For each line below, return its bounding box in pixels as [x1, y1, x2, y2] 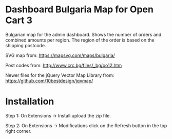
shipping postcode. [5, 42, 46, 48]
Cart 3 [5, 14, 32, 26]
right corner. [5, 128, 32, 134]
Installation [5, 96, 54, 107]
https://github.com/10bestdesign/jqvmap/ [5, 77, 93, 84]
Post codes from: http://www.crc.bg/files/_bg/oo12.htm [5, 62, 122, 68]
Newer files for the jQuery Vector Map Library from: [5, 72, 114, 78]
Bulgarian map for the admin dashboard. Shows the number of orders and [5, 31, 162, 37]
